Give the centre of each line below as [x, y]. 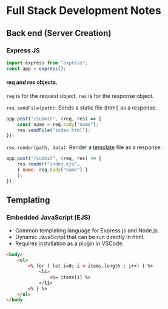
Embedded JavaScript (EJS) [49, 218]
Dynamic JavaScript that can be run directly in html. [80, 237]
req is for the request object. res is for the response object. [80, 95]
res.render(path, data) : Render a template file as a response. [84, 147]
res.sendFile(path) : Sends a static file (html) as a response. [82, 108]
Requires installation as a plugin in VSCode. [69, 243]
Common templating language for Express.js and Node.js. [87, 231]
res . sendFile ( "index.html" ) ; [54, 130]
